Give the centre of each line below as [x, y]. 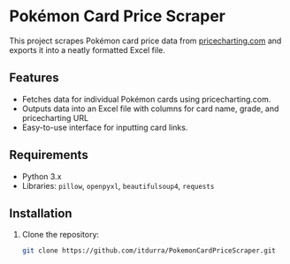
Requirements [49, 155]
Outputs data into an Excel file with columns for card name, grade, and [150, 109]
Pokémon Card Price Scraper [117, 16]
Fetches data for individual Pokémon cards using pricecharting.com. [146, 99]
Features [34, 78]
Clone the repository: [61, 235]
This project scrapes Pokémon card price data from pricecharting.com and [145, 41]
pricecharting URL [55, 117]
